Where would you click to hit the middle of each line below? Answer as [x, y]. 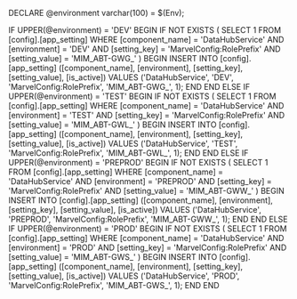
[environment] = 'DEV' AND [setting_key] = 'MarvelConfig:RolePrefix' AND [144, 49]
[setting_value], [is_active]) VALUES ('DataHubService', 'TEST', [123, 143]
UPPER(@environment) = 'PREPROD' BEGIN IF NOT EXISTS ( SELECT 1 [138, 162]
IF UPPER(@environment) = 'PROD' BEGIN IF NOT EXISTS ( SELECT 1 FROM [148, 229]
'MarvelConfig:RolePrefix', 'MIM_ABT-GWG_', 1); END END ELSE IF [129, 87]
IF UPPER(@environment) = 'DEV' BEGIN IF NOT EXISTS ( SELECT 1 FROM [145, 30]
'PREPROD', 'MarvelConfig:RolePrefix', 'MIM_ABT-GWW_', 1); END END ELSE [148, 219]
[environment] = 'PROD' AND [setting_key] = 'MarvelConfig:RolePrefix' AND [148, 247]
